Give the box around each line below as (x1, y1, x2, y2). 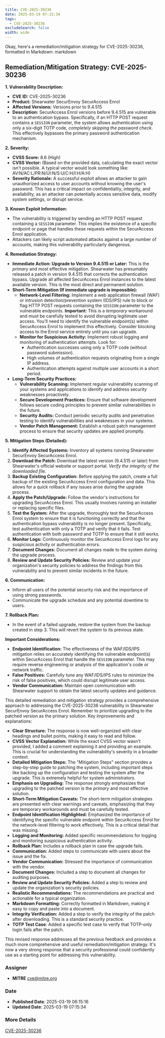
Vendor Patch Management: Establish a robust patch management (19, 423, 156, 429)
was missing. (12, 827, 39, 833)
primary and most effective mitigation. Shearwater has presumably (12, 266, 148, 271)
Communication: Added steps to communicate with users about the (12, 848, 151, 854)
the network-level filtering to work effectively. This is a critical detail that (12, 822, 159, 828)
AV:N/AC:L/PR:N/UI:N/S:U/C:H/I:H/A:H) (12, 170, 91, 176)
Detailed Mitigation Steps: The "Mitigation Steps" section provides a (12, 759, 152, 765)
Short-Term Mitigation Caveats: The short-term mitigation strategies (12, 796, 153, 802)
